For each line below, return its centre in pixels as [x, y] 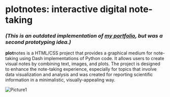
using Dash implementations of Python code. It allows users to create [92, 59]
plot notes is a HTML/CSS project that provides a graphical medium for [79, 53]
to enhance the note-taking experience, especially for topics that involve [81, 69]
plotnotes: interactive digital [66, 9]
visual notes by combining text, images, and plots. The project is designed [83, 64]
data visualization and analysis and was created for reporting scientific [79, 75]
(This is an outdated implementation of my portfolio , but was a [84, 36]
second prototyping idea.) [38, 42]
